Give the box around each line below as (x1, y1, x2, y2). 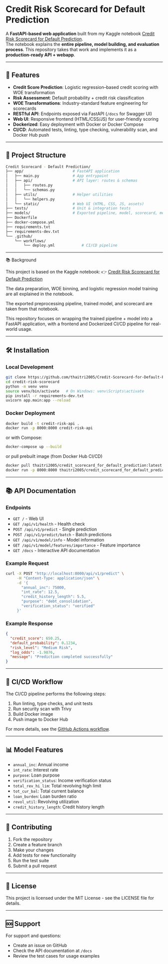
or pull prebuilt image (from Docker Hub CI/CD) (5, 453, 103, 459)
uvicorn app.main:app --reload (5, 398, 71, 403)
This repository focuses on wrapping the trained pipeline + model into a (5, 316, 153, 322)
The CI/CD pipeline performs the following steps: (5, 691, 106, 697)
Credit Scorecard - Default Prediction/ (5, 164, 91, 169)
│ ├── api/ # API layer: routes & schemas (5, 178, 138, 183)
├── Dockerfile (5, 215, 37, 220)
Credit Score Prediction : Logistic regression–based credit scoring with (12, 84, 159, 90)
